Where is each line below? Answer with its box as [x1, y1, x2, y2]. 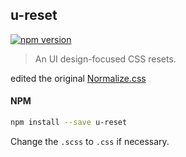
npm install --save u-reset [10, 118, 128, 128]
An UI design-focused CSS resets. [34, 53, 177, 65]
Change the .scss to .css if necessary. [10, 135, 170, 147]
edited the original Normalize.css [10, 72, 147, 84]
